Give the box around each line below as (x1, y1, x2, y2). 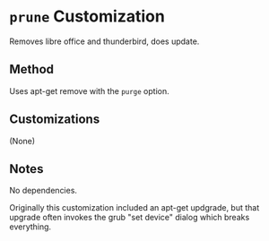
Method (9, 62, 55, 77)
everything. (9, 221, 52, 232)
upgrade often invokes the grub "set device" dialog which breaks (9, 212, 250, 223)
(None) (9, 135, 36, 146)
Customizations (9, 112, 100, 127)
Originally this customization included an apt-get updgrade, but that (9, 202, 260, 213)
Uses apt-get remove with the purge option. (9, 85, 169, 96)
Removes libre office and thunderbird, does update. (9, 36, 200, 47)
